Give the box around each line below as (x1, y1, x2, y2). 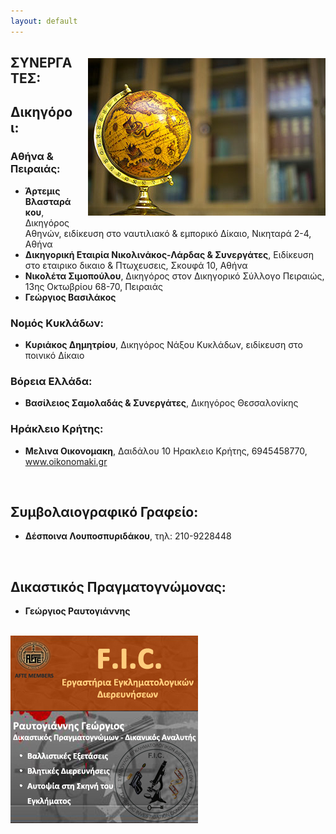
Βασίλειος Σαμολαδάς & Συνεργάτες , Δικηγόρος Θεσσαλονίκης (24, 397, 299, 409)
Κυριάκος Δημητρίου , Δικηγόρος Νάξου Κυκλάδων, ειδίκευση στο (24, 339, 303, 350)
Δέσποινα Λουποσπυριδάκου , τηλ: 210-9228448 (24, 530, 232, 542)
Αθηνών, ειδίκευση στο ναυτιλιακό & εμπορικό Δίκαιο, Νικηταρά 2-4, (24, 227, 312, 239)
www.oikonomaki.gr (24, 455, 108, 467)
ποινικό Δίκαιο (24, 350, 85, 361)
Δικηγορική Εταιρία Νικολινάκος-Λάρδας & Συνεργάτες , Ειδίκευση (24, 248, 314, 260)
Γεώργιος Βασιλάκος (24, 291, 117, 303)
